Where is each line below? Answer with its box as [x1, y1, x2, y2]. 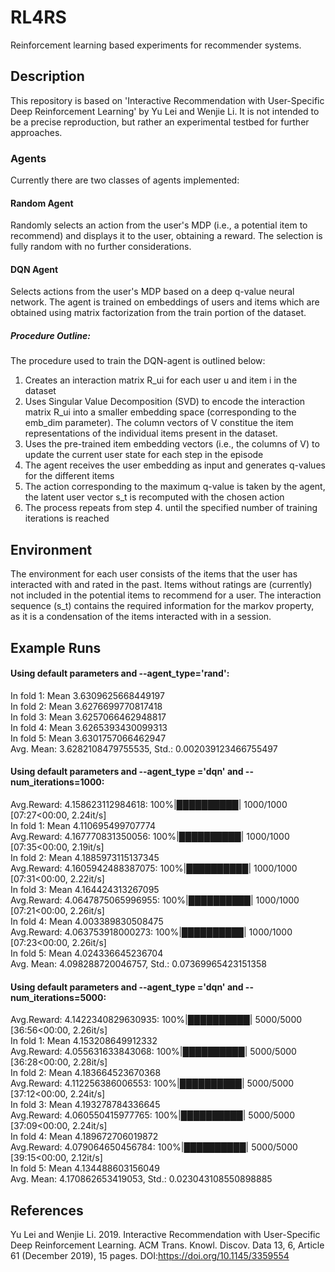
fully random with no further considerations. [10, 241, 192, 253]
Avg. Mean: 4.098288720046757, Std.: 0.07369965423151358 [10, 958, 267, 970]
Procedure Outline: [10, 330, 91, 342]
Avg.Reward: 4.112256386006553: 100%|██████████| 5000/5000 [10, 1077, 295, 1090]
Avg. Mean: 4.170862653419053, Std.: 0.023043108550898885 [10, 1173, 273, 1185]
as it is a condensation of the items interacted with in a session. [10, 611, 272, 623]
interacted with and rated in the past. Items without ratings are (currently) [10, 579, 313, 591]
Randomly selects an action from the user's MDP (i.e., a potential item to [10, 219, 308, 231]
